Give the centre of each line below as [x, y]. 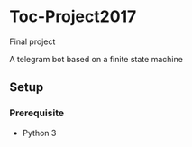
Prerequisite [37, 113]
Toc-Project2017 [73, 17]
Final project [32, 41]
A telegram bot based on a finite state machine [96, 59]
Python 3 [39, 133]
